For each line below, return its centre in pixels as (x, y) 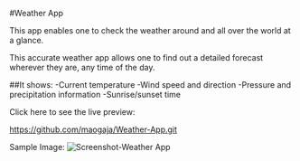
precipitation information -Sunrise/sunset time (95, 95)
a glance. (27, 40)
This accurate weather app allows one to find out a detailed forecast (136, 57)
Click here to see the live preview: (72, 112)
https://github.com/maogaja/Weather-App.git (94, 129)
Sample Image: (37, 147)
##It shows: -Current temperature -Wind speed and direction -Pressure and (150, 85)
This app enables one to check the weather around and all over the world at (150, 30)
